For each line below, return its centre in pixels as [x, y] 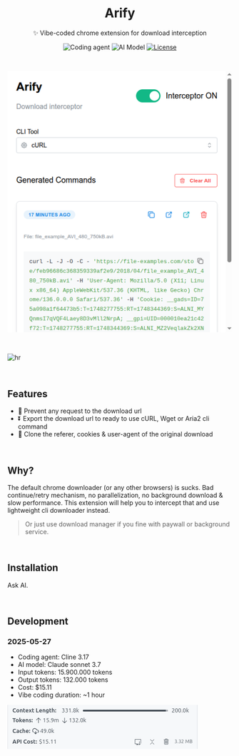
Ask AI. [18, 585]
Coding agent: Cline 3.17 [53, 657]
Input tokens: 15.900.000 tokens [65, 673]
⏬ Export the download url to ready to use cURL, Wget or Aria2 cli [113, 419]
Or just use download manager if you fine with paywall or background [127, 524]
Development [38, 622]
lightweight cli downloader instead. [59, 510]
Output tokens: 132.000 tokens [63, 680]
